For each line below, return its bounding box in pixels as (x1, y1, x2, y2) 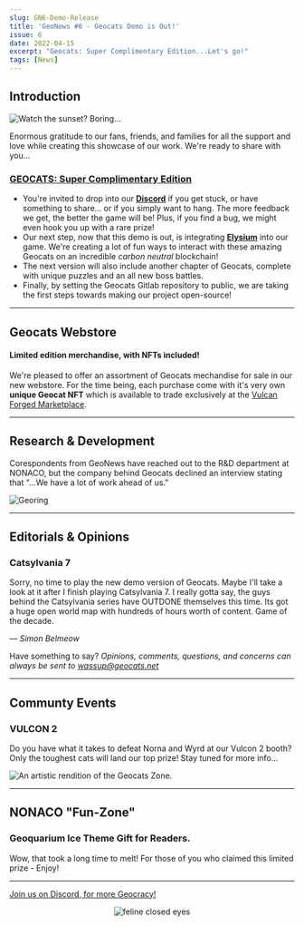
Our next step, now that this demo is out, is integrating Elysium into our (22, 232, 289, 243)
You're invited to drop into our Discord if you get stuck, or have (22, 193, 259, 204)
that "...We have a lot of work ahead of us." (9, 477, 169, 488)
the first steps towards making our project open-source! (22, 289, 233, 300)
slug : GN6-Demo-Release (9, 13, 100, 23)
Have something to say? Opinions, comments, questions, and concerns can (9, 650, 291, 662)
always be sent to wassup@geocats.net (9, 660, 159, 671)
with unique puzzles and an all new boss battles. (22, 270, 204, 281)
